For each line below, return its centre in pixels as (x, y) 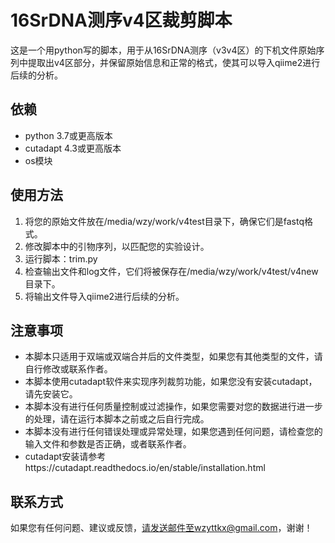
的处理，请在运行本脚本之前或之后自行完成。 (117, 419)
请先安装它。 (51, 394)
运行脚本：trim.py (61, 258)
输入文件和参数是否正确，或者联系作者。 (108, 444)
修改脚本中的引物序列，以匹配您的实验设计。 (117, 246)
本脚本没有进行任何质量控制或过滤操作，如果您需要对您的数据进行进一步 (173, 407)
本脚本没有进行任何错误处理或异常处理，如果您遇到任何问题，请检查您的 (173, 432)
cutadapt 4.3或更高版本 (73, 148)
